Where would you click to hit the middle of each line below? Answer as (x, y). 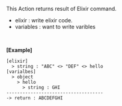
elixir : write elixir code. (44, 20)
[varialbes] (21, 72)
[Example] (19, 50)
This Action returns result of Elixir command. (62, 9)
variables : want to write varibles (55, 27)
